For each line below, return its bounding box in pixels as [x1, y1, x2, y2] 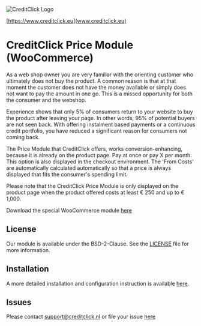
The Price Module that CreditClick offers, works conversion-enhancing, [6, 145, 183, 152]
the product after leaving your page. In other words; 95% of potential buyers [6, 114, 195, 121]
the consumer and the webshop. [6, 96, 87, 103]
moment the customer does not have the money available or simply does [6, 83, 186, 91]
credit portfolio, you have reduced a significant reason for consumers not [6, 127, 187, 134]
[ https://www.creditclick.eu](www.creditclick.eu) [6, 17, 127, 24]
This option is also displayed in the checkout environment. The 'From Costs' [6, 158, 194, 165]
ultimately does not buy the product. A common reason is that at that [6, 77, 176, 84]
